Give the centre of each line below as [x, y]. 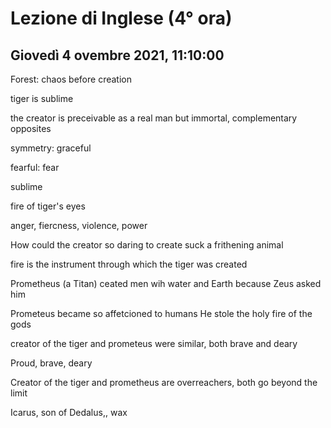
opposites [31, 128]
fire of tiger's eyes [48, 206]
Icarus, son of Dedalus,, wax [69, 412]
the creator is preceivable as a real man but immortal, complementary [154, 118]
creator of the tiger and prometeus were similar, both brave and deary [154, 343]
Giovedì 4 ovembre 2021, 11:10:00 [117, 55]
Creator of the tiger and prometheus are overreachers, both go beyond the [164, 382]
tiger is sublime [42, 98]
